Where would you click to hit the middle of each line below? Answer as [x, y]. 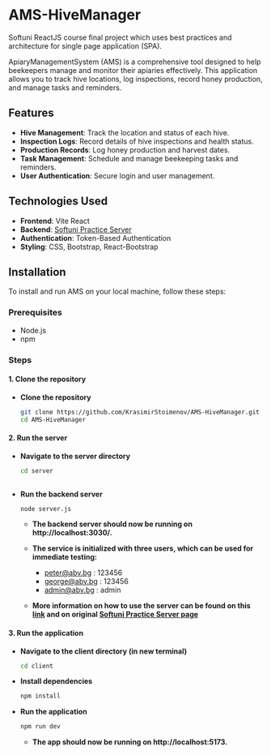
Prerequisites [35, 312]
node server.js [46, 508]
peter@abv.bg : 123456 [83, 573]
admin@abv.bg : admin [83, 590]
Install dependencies [56, 681]
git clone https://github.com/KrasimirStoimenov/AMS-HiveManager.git [140, 412]
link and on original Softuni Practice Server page [115, 615]
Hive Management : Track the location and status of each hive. [125, 132]
